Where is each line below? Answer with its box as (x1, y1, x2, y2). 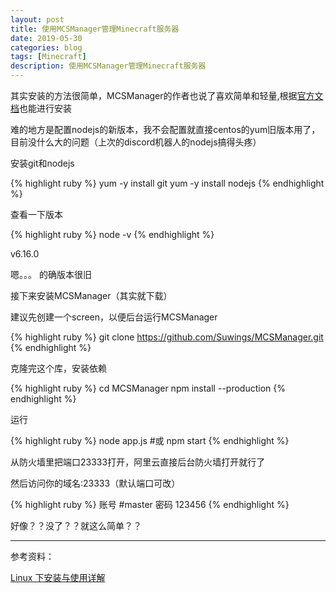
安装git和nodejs (10, 157, 75, 169)
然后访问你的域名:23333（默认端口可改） (10, 477, 181, 489)
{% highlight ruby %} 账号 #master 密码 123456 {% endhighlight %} (10, 499, 290, 510)
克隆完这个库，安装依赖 (10, 362, 107, 374)
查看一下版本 (10, 209, 63, 220)
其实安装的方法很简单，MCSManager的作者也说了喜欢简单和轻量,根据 (10, 90, 298, 101)
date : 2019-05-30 (10, 33, 83, 43)
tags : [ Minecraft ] (10, 52, 87, 62)
